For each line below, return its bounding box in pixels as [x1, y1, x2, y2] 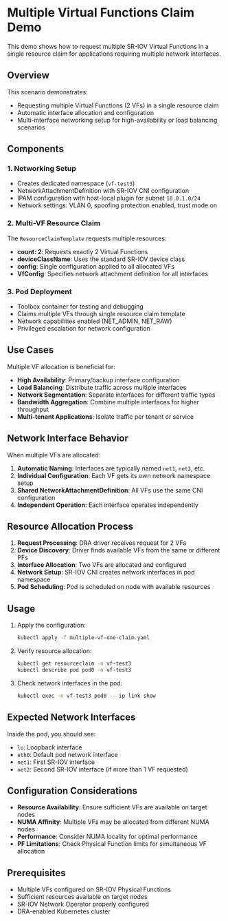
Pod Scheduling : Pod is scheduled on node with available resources [16, 583, 211, 591]
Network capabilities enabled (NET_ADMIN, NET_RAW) [16, 317, 172, 325]
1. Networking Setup [7, 164, 77, 174]
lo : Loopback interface [16, 743, 82, 752]
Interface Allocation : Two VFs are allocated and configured [16, 561, 187, 569]
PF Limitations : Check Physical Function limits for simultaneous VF [16, 840, 207, 848]
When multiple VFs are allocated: [7, 451, 101, 459]
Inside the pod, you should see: [7, 729, 96, 738]
